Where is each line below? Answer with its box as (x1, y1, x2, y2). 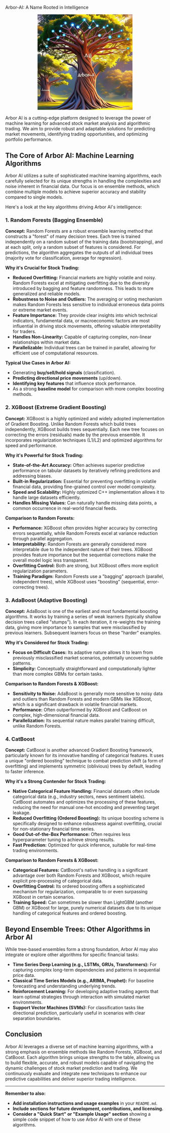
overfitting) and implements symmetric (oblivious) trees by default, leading (5, 763, 161, 770)
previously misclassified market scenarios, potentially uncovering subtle (12, 654, 163, 661)
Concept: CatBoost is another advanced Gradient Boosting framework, (5, 747, 153, 753)
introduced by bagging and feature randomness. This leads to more (12, 285, 154, 291)
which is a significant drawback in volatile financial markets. (12, 701, 138, 707)
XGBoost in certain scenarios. (12, 894, 75, 900)
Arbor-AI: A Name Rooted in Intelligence (5, 5, 89, 10)
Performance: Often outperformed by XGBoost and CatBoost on (12, 707, 148, 713)
